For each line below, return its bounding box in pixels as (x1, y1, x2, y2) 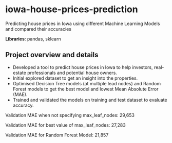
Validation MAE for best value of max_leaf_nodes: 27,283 (5, 122, 126, 128)
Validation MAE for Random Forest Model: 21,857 (5, 132, 109, 138)
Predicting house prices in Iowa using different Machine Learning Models (5, 20, 160, 27)
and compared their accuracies (5, 26, 72, 32)
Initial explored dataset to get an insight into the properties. (12, 75, 138, 81)
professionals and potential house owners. (27, 69, 117, 76)
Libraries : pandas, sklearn (5, 36, 61, 42)
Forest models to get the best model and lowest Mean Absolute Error (12, 86, 159, 92)
